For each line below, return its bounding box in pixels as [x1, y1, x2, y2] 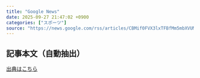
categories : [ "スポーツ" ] [6, 19, 67, 25]
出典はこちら [6, 66, 37, 73]
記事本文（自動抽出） [6, 48, 85, 58]
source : [6, 25, 26, 31]
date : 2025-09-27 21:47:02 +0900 [6, 14, 89, 20]
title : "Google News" [6, 8, 60, 15]
